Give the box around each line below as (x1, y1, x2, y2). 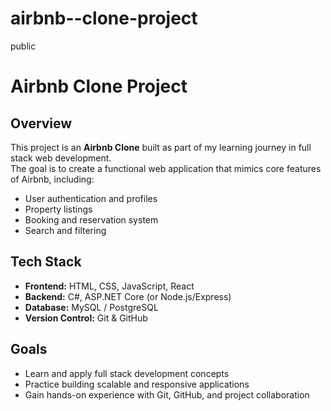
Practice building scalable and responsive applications (24, 378, 250, 390)
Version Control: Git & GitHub (24, 312, 148, 324)
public (10, 40, 37, 52)
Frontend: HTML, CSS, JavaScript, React (24, 280, 195, 292)
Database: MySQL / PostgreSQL (24, 301, 159, 313)
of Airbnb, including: (10, 173, 95, 185)
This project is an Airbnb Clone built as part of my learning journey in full (10, 141, 312, 153)
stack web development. (10, 152, 112, 164)
